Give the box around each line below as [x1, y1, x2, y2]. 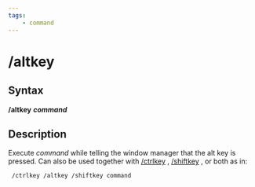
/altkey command [8, 104, 67, 114]
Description [8, 127, 67, 141]
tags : [8, 11, 26, 20]
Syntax [8, 84, 44, 97]
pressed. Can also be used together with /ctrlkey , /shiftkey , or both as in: [8, 156, 248, 166]
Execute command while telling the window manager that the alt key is [8, 148, 236, 158]
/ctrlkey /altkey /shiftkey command [11, 172, 132, 180]
